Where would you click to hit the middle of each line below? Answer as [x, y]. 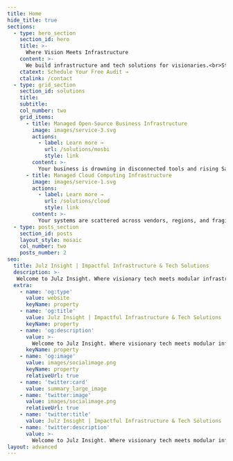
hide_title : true [32, 20]
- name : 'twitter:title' [55, 414]
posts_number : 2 [43, 253]
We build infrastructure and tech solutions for [97, 65]
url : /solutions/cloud [77, 201]
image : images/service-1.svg [74, 181]
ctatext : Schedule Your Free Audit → [74, 72]
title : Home [24, 14]
